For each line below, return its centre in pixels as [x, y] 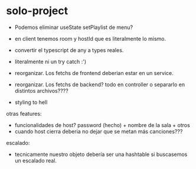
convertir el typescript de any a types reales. [69, 50]
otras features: [24, 113]
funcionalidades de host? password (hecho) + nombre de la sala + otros [102, 125]
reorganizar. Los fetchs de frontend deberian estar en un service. [94, 73]
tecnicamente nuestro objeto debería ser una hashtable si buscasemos [101, 154]
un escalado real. [36, 160]
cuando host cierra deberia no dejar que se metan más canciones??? [99, 131]
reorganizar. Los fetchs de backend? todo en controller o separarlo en [99, 84]
